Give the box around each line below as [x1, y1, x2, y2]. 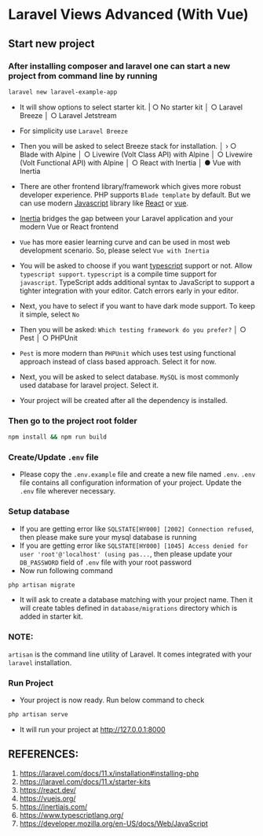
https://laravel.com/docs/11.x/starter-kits [19, 777, 151, 786]
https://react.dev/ [19, 785, 76, 794]
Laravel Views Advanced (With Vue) [8, 6, 249, 24]
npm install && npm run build [8, 433, 108, 442]
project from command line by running [8, 70, 158, 81]
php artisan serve [8, 710, 68, 718]
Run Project [8, 677, 53, 688]
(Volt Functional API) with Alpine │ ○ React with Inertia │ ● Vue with [19, 157, 242, 167]
